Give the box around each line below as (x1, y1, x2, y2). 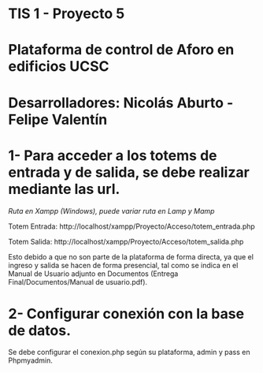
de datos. (8, 321, 72, 339)
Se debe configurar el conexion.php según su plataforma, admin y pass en (8, 348, 250, 357)
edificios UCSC (8, 58, 109, 76)
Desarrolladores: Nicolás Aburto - (8, 94, 234, 111)
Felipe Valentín (8, 110, 108, 129)
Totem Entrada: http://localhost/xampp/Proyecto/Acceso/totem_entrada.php (8, 222, 256, 231)
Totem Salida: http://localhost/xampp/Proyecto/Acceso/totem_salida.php (8, 237, 244, 246)
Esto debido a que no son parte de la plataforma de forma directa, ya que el (8, 252, 254, 261)
